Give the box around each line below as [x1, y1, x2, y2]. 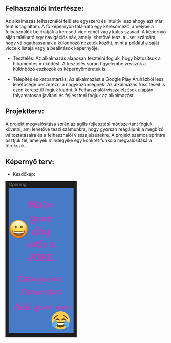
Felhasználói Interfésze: [5, 4, 84, 13]
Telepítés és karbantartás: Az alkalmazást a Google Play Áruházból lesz [12, 75, 164, 82]
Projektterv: [5, 107, 45, 116]
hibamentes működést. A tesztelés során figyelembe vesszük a [12, 60, 146, 66]
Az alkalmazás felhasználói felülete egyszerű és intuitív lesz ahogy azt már [5, 17, 163, 24]
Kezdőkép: [12, 171, 36, 177]
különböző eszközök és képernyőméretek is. [12, 66, 107, 72]
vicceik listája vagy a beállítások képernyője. [5, 45, 99, 51]
